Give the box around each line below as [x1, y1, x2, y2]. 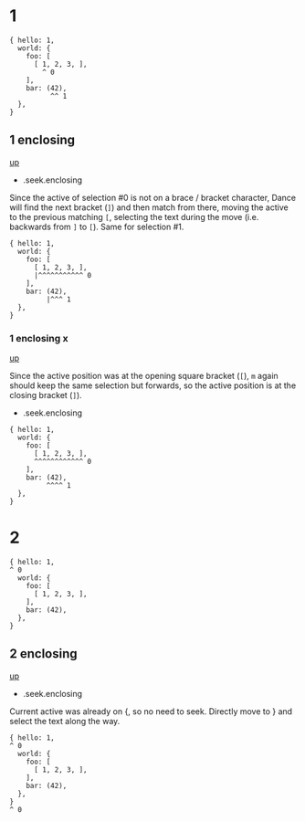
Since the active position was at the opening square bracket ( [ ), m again [9, 371, 279, 382]
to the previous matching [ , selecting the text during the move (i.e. [9, 211, 259, 222]
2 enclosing [9, 646, 78, 662]
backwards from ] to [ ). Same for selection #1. [9, 221, 184, 232]
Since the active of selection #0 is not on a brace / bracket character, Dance [9, 192, 297, 203]
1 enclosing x [9, 332, 68, 344]
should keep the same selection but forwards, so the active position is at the [9, 380, 297, 391]
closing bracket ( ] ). [9, 390, 82, 401]
